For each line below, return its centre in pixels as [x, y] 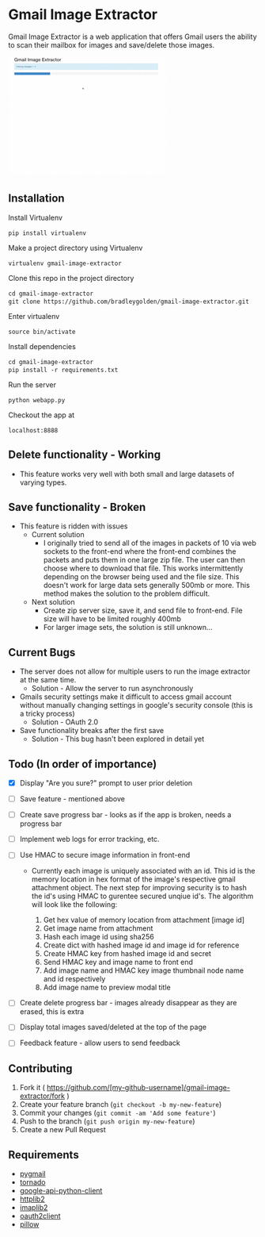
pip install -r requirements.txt [63, 370]
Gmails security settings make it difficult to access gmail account [125, 697]
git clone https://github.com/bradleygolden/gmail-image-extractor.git [129, 302]
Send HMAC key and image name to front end [118, 962]
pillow [29, 1224]
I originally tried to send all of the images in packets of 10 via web [150, 543]
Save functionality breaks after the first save [92, 731]
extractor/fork [42, 1096]
